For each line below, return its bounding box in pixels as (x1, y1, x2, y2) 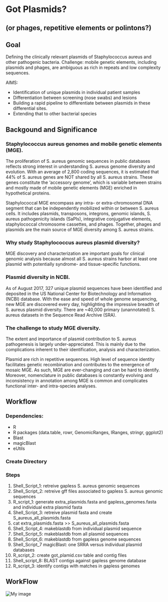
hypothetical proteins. (5, 190, 50, 196)
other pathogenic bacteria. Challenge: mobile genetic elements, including (5, 59, 157, 65)
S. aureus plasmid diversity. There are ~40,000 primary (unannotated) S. (5, 307, 155, 313)
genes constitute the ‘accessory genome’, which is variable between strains (5, 179, 162, 185)
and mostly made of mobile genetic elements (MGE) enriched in (5, 185, 137, 191)
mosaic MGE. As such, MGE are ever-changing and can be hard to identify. (5, 367, 160, 373)
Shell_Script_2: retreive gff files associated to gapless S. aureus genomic (12, 488, 163, 494)
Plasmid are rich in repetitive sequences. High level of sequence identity (5, 356, 154, 362)
